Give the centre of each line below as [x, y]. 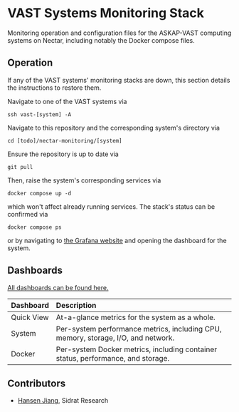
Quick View [30, 317]
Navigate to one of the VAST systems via [67, 101]
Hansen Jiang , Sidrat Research [63, 401]
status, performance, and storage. [113, 358]
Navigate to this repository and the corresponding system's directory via [114, 128]
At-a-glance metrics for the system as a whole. [136, 317]
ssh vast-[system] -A [39, 114]
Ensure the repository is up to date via [63, 154]
